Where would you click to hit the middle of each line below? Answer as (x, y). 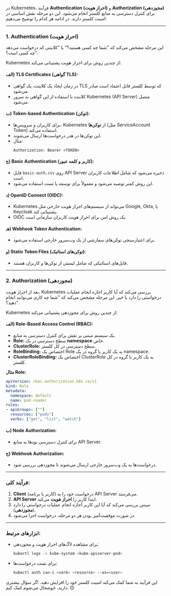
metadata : (16, 391)
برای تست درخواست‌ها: (35, 563)
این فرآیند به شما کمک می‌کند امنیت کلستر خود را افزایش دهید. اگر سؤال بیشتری (82, 582)
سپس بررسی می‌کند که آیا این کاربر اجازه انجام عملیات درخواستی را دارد (82, 504)
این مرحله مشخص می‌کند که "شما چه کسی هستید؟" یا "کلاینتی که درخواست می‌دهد (85, 48)
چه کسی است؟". (22, 53)
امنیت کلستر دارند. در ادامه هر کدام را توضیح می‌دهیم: (56, 19)
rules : (13, 405)
